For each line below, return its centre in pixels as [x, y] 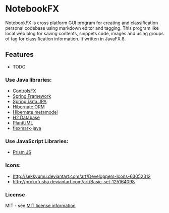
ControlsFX [24, 91]
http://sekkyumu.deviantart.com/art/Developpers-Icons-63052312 [81, 176]
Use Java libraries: [29, 80]
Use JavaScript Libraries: [37, 141]
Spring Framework [32, 96]
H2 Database [26, 118]
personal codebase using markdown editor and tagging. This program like [82, 28]
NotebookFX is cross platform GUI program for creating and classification [82, 23]
